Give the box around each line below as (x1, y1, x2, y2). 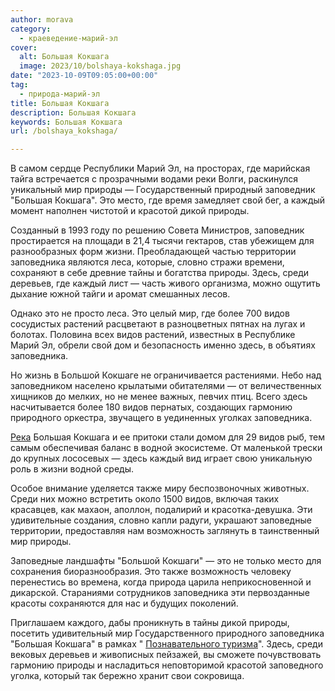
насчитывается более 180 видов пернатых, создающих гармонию (10, 401, 293, 413)
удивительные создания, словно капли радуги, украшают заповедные (10, 514, 312, 526)
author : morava (10, 14, 74, 25)
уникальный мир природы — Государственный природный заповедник (10, 184, 316, 196)
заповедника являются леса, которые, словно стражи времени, (10, 256, 285, 268)
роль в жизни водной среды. (10, 463, 135, 475)
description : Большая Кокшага (10, 107, 137, 118)
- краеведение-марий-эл (19, 33, 118, 43)
